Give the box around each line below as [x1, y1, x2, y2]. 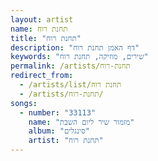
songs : [10, 98, 38, 108]
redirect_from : [10, 71, 74, 81]
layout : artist [10, 14, 74, 25]
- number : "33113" [19, 107, 97, 118]
